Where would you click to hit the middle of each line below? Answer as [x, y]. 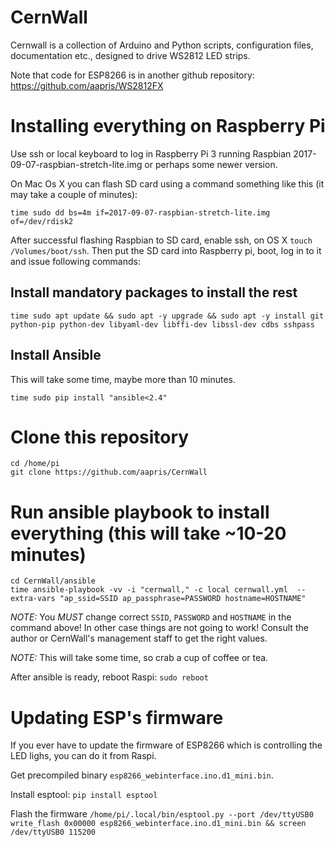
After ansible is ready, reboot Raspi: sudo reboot [109, 677]
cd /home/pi [35, 464]
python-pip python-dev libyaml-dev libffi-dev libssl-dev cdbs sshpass [162, 324]
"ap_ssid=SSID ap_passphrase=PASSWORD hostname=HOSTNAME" [183, 599]
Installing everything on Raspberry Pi [168, 126]
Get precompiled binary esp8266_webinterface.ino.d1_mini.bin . [142, 775]
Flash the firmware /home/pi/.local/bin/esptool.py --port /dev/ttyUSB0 [162, 814]
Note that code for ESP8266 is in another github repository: [132, 75]
